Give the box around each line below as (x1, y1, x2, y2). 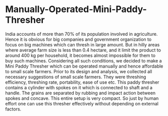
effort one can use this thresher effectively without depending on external (5, 100, 159, 106)
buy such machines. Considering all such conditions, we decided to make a (5, 57, 162, 64)
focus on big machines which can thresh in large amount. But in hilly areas (5, 41, 160, 47)
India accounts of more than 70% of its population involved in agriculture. (5, 31, 158, 37)
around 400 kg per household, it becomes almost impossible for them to (5, 52, 155, 59)
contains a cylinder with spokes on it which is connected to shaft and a (5, 84, 153, 90)
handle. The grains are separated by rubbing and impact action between (5, 90, 156, 96)
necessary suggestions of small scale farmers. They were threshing (5, 74, 146, 80)
